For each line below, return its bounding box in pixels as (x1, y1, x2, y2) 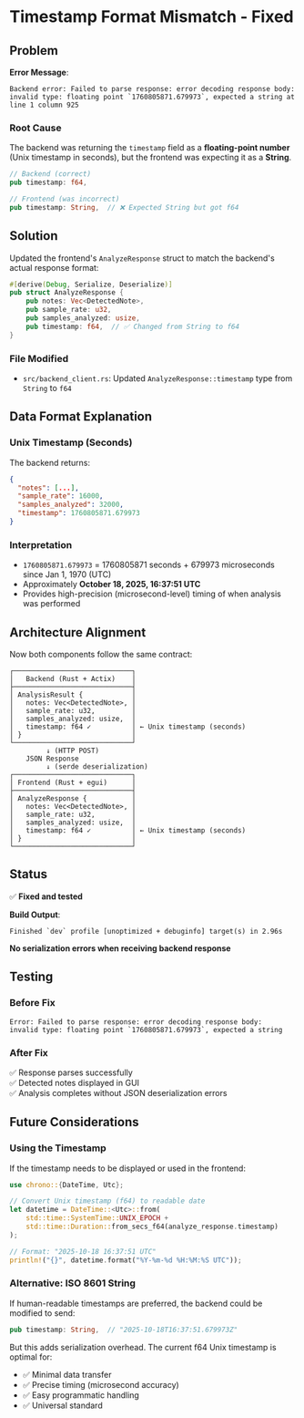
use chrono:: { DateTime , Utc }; (9, 1180, 125, 1189)
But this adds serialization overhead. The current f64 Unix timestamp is (9, 1341, 277, 1352)
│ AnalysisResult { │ (9, 690, 137, 699)
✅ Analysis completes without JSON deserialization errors (9, 1087, 228, 1098)
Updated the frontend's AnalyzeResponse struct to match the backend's (9, 253, 275, 264)
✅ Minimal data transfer (22, 1369, 112, 1380)
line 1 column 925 (9, 100, 79, 109)
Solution (9, 228, 58, 243)
